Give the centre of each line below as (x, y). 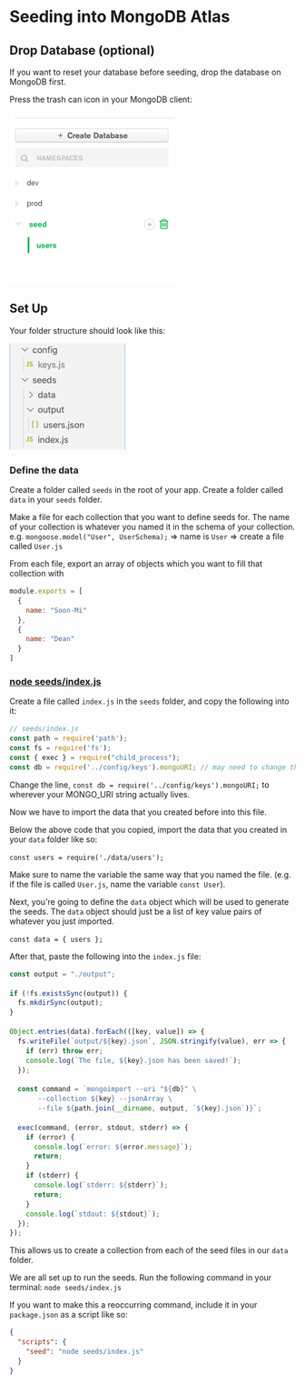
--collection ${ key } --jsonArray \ (105, 1099)
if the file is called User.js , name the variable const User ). (118, 884)
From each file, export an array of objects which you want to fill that (136, 564)
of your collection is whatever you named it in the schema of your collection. (152, 527)
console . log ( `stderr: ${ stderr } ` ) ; (101, 1185)
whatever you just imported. (62, 921)
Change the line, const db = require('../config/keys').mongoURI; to (139, 785)
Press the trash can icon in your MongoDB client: (101, 99)
